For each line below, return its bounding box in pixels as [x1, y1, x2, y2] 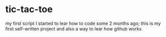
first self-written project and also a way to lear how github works [5, 25, 142, 31]
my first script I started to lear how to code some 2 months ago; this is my [5, 20, 161, 26]
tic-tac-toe [5, 4, 53, 15]
